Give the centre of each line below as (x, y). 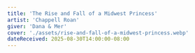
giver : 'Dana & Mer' (37, 26)
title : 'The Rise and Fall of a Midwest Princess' (82, 13)
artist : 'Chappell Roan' (43, 20)
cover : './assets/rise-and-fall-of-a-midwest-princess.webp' (98, 33)
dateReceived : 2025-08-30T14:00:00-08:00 (68, 39)
